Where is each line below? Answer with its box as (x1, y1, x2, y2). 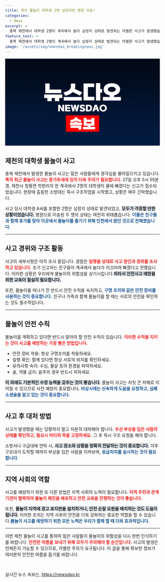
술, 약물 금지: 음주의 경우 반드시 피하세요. (12, 369, 91, 375)
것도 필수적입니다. (10, 299, 45, 305)
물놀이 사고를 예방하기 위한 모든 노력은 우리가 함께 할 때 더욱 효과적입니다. (10, 518, 150, 524)
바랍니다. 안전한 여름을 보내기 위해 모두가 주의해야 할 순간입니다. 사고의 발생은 (10, 539, 159, 545)
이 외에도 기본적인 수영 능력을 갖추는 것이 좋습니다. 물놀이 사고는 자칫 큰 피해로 (5, 379, 155, 385)
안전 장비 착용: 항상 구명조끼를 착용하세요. (12, 350, 92, 356)
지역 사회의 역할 (5, 475, 50, 484)
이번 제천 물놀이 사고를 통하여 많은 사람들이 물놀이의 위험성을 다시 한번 (5, 533, 140, 539)
